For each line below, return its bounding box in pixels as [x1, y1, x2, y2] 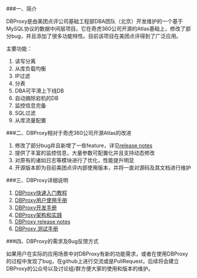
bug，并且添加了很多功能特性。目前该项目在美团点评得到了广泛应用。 [11, 33, 182, 40]
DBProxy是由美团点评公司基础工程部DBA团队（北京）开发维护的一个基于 [6, 18, 183, 25]
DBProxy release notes [14, 218, 71, 225]
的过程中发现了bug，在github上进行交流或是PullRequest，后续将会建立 [6, 258, 179, 264]
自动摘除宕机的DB [14, 95, 59, 102]
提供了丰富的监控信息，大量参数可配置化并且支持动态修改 [14, 150, 155, 156]
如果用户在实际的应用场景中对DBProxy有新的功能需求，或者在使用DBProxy [6, 250, 188, 257]
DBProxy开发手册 [14, 204, 57, 211]
